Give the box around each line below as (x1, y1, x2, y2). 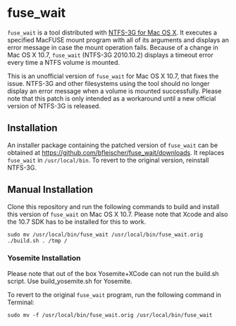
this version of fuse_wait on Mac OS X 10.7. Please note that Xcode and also (7, 210, 228, 218)
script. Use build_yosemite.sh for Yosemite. (7, 277, 132, 285)
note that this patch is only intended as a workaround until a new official (7, 94, 216, 103)
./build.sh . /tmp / (7, 237, 68, 244)
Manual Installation (7, 184, 94, 196)
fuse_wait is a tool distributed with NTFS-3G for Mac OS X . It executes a (7, 28, 217, 37)
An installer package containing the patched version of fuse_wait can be (7, 141, 218, 149)
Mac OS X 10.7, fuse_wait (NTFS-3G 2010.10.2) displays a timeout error (7, 51, 213, 59)
